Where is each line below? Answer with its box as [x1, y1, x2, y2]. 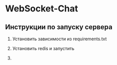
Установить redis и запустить [12, 46, 75, 51]
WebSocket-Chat [5, 3, 78, 14]
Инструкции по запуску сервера [5, 23, 113, 31]
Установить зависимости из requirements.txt [12, 36, 107, 42]
